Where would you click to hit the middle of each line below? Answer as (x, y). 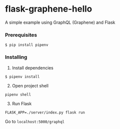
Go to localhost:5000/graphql (35, 121)
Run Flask (22, 103)
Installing (16, 57)
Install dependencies (33, 68)
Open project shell (30, 85)
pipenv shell (18, 95)
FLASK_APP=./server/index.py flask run (45, 113)
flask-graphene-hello (49, 9)
